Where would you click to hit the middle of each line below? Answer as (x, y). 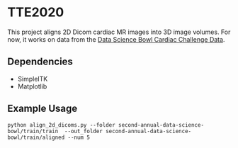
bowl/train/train (33, 131)
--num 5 (79, 137)
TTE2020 (36, 12)
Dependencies (40, 62)
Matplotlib (32, 86)
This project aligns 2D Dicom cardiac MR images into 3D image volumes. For (119, 32)
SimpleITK (33, 79)
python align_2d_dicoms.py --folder (61, 125)
